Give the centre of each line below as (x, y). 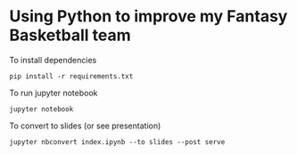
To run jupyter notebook (54, 93)
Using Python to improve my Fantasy (148, 16)
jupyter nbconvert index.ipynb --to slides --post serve (117, 142)
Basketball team (70, 35)
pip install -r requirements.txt (71, 76)
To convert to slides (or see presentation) (85, 126)
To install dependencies (53, 60)
